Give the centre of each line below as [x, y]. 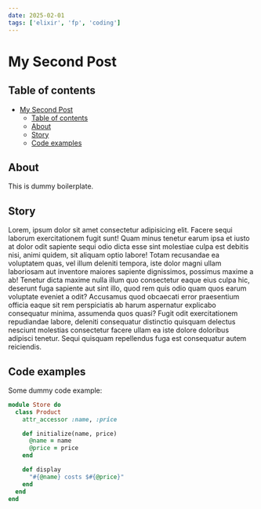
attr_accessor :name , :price [70, 419]
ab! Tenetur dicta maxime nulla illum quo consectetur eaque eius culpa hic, [129, 280]
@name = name [50, 441]
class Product [38, 412]
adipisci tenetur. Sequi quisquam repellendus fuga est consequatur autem [127, 339]
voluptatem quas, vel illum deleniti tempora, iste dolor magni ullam [115, 263]
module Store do [34, 405]
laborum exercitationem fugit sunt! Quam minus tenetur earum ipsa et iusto [129, 238]
